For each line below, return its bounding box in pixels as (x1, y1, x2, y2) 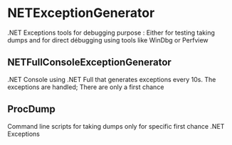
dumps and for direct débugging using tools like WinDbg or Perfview (7, 35, 209, 44)
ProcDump (7, 103, 56, 115)
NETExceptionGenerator (7, 5, 155, 21)
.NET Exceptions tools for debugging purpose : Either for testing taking (7, 28, 216, 37)
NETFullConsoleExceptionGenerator (7, 57, 172, 69)
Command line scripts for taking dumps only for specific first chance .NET (7, 122, 225, 130)
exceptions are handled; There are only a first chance (7, 83, 164, 91)
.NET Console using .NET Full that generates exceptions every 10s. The (7, 75, 216, 83)
